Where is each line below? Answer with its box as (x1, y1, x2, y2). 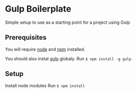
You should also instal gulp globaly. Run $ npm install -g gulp (5, 56, 132, 62)
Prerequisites (5, 33, 47, 42)
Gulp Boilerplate (5, 3, 71, 15)
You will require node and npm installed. (5, 46, 85, 52)
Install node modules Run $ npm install (5, 82, 85, 88)
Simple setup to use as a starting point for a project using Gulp (5, 19, 130, 25)
